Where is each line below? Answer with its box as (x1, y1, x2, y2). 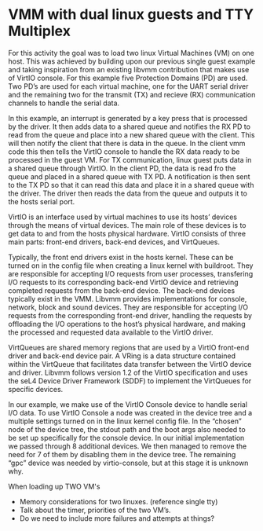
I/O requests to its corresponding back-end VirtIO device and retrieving (8, 277, 239, 287)
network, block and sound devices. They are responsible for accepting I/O (8, 302, 249, 312)
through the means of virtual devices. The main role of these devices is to (8, 220, 247, 229)
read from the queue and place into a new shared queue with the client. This (8, 130, 255, 139)
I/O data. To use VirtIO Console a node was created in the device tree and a (8, 408, 253, 417)
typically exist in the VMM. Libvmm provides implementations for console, (8, 294, 247, 303)
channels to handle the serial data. (8, 98, 120, 108)
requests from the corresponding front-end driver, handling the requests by (8, 310, 253, 320)
